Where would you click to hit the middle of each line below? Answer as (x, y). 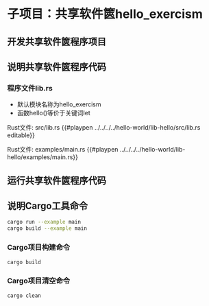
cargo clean (24, 296)
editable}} (21, 135)
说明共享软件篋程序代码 (57, 67)
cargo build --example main (47, 228)
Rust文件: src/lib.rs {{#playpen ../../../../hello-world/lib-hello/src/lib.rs (104, 128)
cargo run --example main (44, 222)
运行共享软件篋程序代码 (57, 180)
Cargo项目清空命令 (39, 281)
